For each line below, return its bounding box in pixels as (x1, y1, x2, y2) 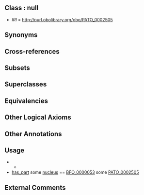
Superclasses (4, 80, 47, 89)
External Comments (4, 183, 66, 192)
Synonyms (4, 31, 38, 39)
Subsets (4, 64, 30, 72)
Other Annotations (4, 130, 62, 138)
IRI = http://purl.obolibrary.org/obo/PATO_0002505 (11, 16, 113, 22)
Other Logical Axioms (4, 114, 71, 122)
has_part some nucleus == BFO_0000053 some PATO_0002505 (11, 169, 139, 175)
